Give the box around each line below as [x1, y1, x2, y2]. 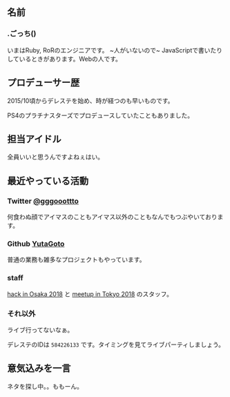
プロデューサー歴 [7, 77, 80, 88]
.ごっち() [7, 29, 37, 39]
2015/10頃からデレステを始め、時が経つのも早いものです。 [7, 96, 174, 105]
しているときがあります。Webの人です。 [7, 55, 122, 63]
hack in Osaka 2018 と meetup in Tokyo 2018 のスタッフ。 [7, 289, 173, 298]
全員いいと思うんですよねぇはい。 [7, 153, 104, 161]
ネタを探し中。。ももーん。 [7, 382, 83, 390]
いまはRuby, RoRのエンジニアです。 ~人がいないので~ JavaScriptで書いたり [7, 46, 223, 54]
